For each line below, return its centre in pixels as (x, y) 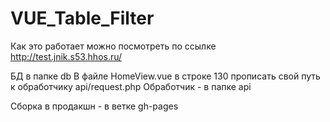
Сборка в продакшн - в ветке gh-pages (94, 106)
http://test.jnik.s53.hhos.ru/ (66, 56)
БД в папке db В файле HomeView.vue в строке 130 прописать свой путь (165, 76)
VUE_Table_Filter (82, 18)
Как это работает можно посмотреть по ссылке (113, 46)
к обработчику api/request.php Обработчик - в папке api (131, 86)
